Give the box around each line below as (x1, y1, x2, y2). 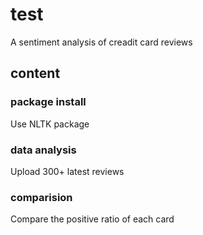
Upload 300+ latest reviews (10, 165, 125, 177)
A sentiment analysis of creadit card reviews (10, 36, 193, 48)
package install (10, 95, 87, 109)
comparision (10, 190, 73, 204)
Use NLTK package (10, 118, 90, 130)
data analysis (10, 143, 77, 157)
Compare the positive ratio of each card (10, 213, 175, 225)
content (10, 65, 61, 82)
